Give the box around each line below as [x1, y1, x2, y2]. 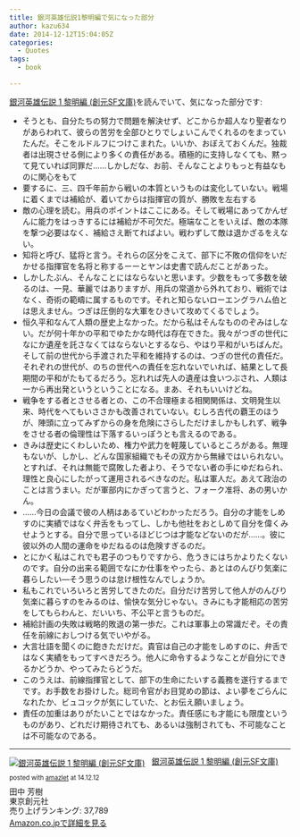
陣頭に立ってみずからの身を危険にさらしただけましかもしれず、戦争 [37, 417, 287, 427]
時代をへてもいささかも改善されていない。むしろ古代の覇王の [37, 406, 264, 417]
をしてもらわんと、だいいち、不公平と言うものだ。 [21, 607, 210, 618]
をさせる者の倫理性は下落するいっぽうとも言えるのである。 [21, 428, 242, 439]
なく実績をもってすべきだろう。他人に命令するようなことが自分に [29, 652, 271, 663]
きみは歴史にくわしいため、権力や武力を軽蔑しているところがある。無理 [21, 439, 288, 450]
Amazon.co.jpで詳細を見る [9, 817, 107, 828]
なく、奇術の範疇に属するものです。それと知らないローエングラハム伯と [21, 294, 288, 305]
